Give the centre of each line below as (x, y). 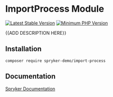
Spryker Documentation (30, 89)
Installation (23, 49)
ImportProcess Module (55, 9)
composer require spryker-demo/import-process (55, 61)
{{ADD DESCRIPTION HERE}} (36, 33)
